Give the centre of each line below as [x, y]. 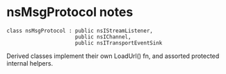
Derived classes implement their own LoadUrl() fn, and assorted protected [113, 56]
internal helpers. [30, 63]
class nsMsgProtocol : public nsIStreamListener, [80, 31]
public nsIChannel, [103, 37]
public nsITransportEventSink [119, 43]
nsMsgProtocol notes [70, 12]
